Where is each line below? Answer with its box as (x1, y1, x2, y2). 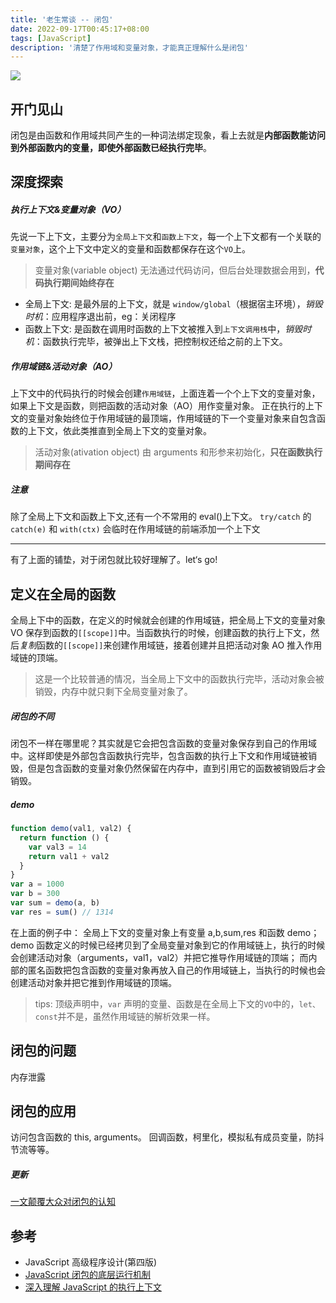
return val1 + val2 (28, 851, 110, 861)
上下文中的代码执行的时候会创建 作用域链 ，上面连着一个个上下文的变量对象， (10, 387, 321, 400)
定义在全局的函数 (10, 586, 116, 603)
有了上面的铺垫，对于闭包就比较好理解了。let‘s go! (10, 554, 218, 566)
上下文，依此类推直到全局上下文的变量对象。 (27, 425, 212, 437)
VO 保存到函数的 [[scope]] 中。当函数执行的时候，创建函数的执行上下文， (10, 627, 312, 639)
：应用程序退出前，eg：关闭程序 (42, 311, 177, 323)
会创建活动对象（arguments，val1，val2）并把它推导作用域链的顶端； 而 (10, 951, 309, 963)
